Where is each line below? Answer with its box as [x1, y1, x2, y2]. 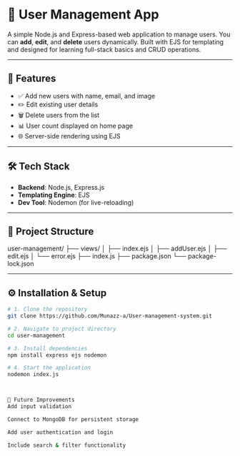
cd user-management [7, 332, 66, 339]
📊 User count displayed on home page [17, 121, 134, 130]
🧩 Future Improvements [7, 396, 75, 404]
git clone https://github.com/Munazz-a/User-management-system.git [7, 313, 213, 320]
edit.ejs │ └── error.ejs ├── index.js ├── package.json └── [7, 252, 187, 260]
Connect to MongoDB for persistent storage [7, 415, 139, 423]
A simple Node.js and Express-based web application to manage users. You [7, 30, 231, 39]
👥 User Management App [7, 6, 159, 23]
